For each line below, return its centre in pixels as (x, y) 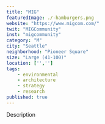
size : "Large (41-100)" (37, 57)
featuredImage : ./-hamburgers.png (50, 18)
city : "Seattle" (27, 46)
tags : (13, 69)
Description (21, 114)
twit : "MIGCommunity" (34, 29)
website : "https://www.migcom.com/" (53, 23)
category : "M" (24, 40)
